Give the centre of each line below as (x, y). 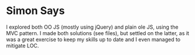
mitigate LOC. (23, 46)
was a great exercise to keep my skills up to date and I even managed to (93, 39)
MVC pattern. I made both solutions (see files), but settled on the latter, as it (98, 33)
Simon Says (36, 11)
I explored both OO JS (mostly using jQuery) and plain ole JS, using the (92, 27)
